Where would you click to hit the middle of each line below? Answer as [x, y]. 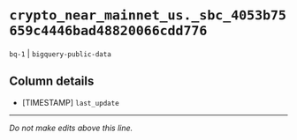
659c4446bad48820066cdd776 [108, 31]
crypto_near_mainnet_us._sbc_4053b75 [148, 15]
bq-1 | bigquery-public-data [61, 53]
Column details [52, 81]
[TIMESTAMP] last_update [70, 102]
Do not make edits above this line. [71, 128]
